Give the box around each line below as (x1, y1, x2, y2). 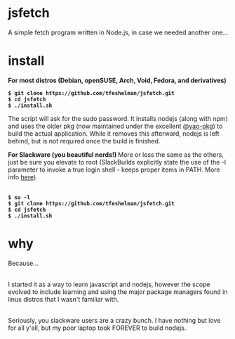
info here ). (8, 172, 38, 181)
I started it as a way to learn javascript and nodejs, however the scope (8, 280, 210, 288)
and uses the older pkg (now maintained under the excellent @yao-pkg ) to (8, 122, 223, 130)
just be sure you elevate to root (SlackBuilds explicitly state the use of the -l (8, 158, 227, 166)
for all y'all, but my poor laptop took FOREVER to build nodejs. (8, 324, 187, 332)
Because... (8, 259, 39, 267)
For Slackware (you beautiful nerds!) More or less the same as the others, (8, 150, 224, 159)
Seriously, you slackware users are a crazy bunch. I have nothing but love (8, 316, 221, 324)
